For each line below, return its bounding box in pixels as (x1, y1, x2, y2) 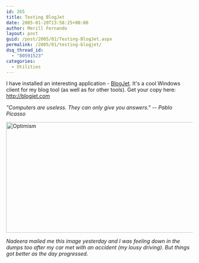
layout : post (6, 31, 38, 37)
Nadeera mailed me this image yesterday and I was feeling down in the (6, 238, 181, 245)
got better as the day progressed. (6, 250, 89, 258)
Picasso (6, 110, 26, 117)
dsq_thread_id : (6, 47, 44, 53)
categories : (6, 58, 36, 64)
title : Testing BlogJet (6, 14, 65, 20)
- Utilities (11, 63, 41, 70)
